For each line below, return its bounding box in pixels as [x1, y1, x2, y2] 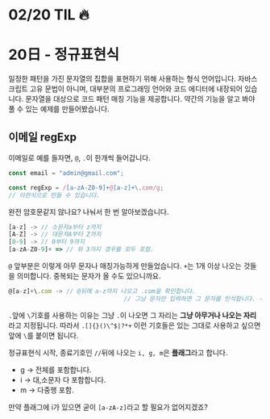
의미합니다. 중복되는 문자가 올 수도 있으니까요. [16, 271, 161, 281]
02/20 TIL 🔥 [8, 6, 90, 24]
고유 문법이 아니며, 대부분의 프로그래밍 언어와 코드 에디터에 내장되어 [29, 84, 243, 94]
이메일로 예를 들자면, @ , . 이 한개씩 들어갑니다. [8, 153, 151, 162]
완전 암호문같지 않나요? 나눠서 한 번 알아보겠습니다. [8, 207, 169, 216]
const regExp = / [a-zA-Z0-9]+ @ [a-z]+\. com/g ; [8, 183, 164, 191]
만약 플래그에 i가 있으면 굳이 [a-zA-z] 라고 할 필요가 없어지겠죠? [8, 402, 208, 412]
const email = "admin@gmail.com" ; [8, 169, 125, 177]
